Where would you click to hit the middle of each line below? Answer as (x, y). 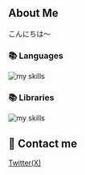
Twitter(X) (25, 163)
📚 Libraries (31, 98)
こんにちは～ (29, 33)
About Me (33, 13)
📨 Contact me (43, 143)
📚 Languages (36, 56)
